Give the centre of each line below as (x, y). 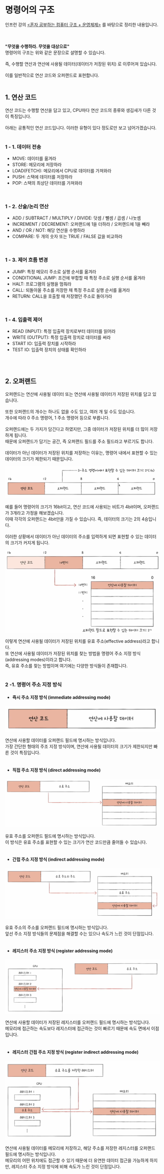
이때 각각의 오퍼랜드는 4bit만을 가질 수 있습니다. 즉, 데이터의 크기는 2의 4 (75, 519)
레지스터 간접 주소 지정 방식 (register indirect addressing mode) (75, 1052)
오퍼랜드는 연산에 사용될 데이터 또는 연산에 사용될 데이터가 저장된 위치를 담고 (78, 394)
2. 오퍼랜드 (21, 381)
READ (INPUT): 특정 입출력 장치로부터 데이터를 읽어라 (64, 331)
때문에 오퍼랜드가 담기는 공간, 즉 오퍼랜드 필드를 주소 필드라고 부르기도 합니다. (80, 441)
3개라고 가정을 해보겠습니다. (37, 513)
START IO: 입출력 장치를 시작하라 (44, 343)
